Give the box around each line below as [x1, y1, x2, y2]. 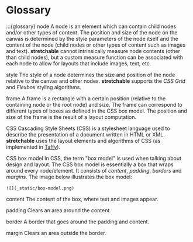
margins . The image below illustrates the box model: [6, 173, 133, 180]
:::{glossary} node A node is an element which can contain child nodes [6, 23, 177, 30]
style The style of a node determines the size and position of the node [6, 71, 175, 78]
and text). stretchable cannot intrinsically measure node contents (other [6, 47, 180, 54]
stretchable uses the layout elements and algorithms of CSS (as [6, 137, 161, 144]
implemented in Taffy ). [6, 143, 60, 150]
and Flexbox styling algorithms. [6, 83, 82, 90]
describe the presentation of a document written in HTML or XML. [6, 131, 165, 138]
